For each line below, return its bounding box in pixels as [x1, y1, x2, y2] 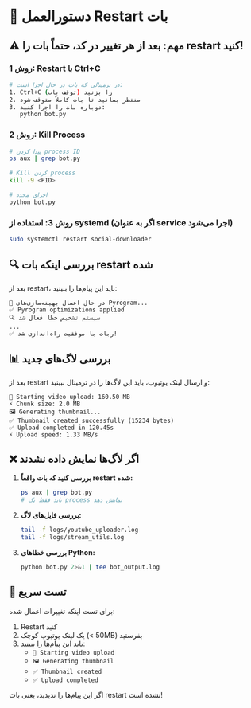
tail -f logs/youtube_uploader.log [20, 526, 139, 534]
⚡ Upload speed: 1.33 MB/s [9, 430, 98, 439]
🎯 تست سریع [9, 585, 67, 599]
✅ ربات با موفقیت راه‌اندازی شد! [9, 330, 118, 338]
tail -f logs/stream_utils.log [20, 534, 125, 542]
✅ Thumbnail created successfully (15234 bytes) [9, 417, 175, 424]
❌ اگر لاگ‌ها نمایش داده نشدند [9, 452, 140, 465]
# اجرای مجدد [9, 191, 48, 199]
